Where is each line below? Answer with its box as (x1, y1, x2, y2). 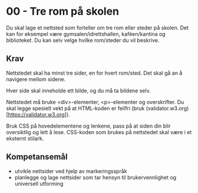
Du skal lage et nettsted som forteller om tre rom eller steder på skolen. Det (6, 24, 189, 31)
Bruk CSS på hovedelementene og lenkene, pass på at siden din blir (6, 122, 171, 129)
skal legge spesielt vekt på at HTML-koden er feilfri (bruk (6, 105, 145, 112)
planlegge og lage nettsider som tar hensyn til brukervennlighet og (14, 174, 177, 181)
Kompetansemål (6, 152, 68, 162)
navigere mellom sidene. (6, 75, 66, 82)
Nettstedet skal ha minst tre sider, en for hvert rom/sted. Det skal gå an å (6, 69, 183, 76)
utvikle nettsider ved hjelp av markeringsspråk (14, 167, 127, 175)
